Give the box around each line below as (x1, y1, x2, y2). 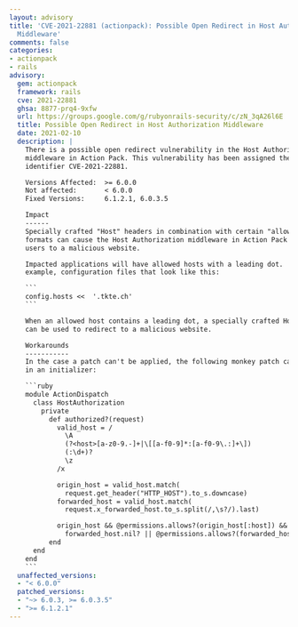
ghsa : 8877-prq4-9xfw (17, 104, 98, 113)
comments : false (9, 37, 69, 47)
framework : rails (17, 87, 82, 96)
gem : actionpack (17, 79, 77, 88)
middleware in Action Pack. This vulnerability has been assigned (25, 153, 276, 163)
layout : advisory (9, 12, 74, 22)
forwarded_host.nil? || (65, 530, 153, 539)
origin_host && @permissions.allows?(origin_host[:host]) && (56, 521, 288, 530)
